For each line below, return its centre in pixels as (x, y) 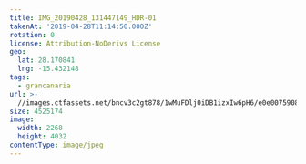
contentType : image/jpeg (56, 145)
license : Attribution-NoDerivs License (85, 43)
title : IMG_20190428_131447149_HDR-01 (83, 18)
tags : (20, 77)
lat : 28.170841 (46, 60)
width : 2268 (41, 128)
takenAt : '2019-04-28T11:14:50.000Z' (81, 26)
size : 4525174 (36, 111)
